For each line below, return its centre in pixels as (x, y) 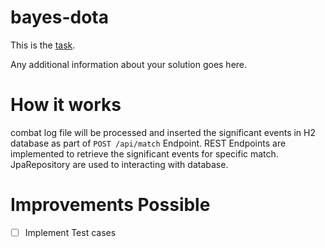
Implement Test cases (70, 232)
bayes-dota (59, 17)
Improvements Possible (110, 205)
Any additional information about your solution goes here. (129, 64)
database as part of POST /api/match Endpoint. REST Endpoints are (148, 143)
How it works (66, 105)
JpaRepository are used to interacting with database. (119, 164)
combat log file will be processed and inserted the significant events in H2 (163, 132)
